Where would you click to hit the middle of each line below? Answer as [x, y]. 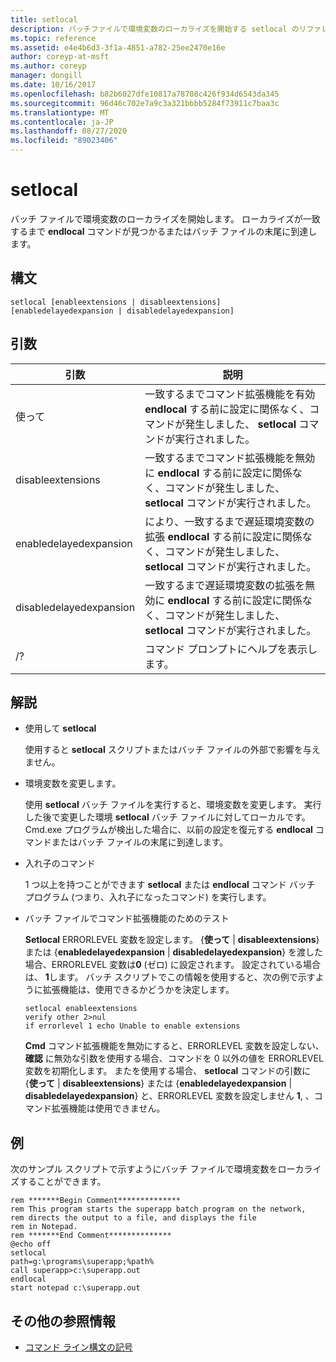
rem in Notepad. [44, 1227]
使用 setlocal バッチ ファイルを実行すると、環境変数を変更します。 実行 [173, 805]
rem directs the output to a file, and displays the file [133, 1218]
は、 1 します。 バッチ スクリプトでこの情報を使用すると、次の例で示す [170, 977]
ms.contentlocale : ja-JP [62, 122]
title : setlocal [44, 19]
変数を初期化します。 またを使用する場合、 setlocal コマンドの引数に [168, 1071]
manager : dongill [46, 76]
